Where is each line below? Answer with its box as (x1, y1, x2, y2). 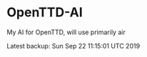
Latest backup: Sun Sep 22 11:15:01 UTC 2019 (6, 41, 141, 50)
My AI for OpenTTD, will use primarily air (6, 28, 126, 36)
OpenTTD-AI (6, 4, 83, 21)
